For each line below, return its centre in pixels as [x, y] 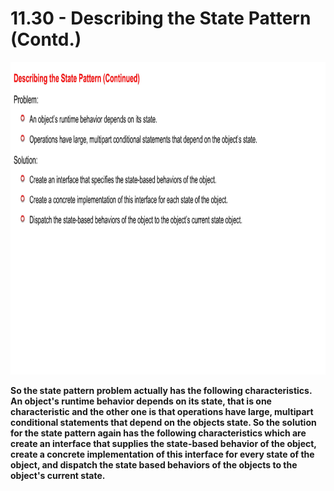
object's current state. [58, 475]
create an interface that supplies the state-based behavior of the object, [163, 443]
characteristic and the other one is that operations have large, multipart [162, 411]
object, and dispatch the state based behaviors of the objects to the [154, 464]
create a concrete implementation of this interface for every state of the [162, 454]
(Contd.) [46, 39]
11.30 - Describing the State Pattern [161, 18]
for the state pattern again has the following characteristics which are [158, 433]
